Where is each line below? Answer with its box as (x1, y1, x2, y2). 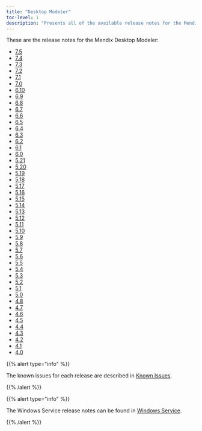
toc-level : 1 (6, 14, 39, 20)
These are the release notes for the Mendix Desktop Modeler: (6, 37, 159, 44)
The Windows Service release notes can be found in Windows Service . (6, 407, 182, 414)
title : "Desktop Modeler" (6, 8, 71, 15)
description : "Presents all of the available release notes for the (6, 20, 182, 26)
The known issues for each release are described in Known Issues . (6, 372, 173, 379)
